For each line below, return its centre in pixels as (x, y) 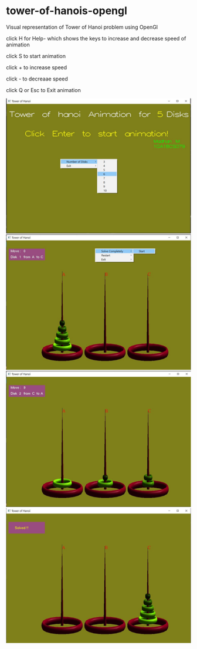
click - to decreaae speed (37, 79)
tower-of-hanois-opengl (67, 11)
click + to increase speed (37, 67)
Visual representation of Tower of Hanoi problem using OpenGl (82, 27)
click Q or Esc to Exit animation (43, 90)
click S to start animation (36, 56)
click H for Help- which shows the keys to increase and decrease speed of (96, 38)
